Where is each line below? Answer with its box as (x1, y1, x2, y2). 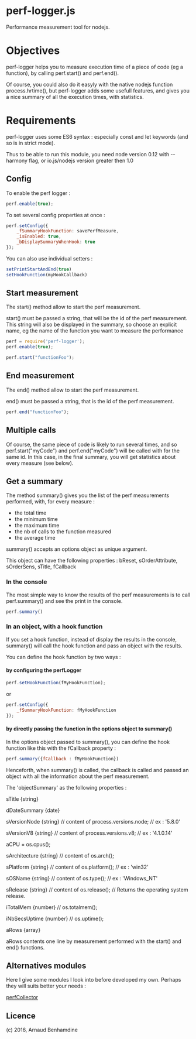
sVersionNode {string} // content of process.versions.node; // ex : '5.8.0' (6, 818, 181, 825)
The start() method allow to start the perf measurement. (6, 303, 141, 311)
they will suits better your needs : (6, 982, 87, 990)
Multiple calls (6, 426, 57, 436)
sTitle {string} (6, 795, 39, 803)
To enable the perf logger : (6, 189, 71, 197)
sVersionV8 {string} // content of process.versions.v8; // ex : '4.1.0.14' (6, 829, 173, 836)
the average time (14, 534, 56, 541)
